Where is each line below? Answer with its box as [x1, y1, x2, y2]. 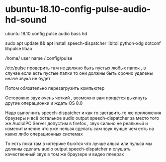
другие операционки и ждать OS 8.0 [5, 100, 83, 106]
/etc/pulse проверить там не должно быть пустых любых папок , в [5, 65, 146, 71]
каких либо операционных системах [5, 131, 83, 137]
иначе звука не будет [5, 75, 51, 81]
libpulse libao [5, 45, 32, 51]
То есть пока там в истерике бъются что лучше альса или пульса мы [5, 141, 153, 147]
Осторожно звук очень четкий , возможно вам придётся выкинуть [5, 95, 148, 101]
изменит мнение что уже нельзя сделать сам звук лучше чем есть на [5, 126, 154, 132]
